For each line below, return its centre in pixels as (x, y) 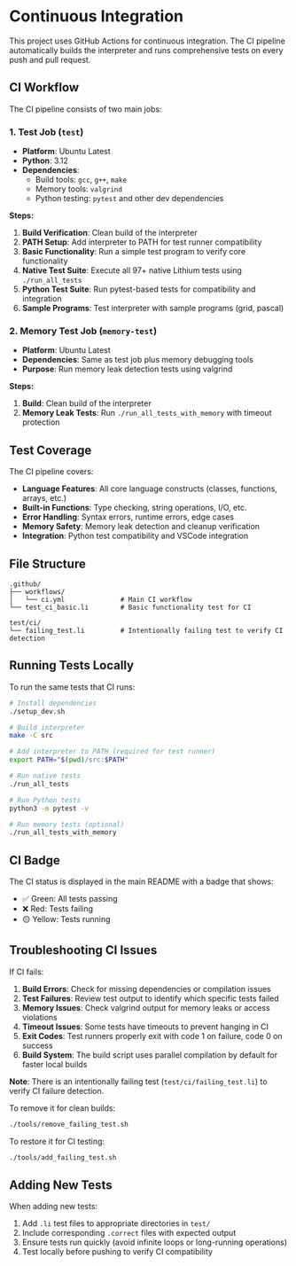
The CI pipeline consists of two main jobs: (86, 109)
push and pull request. (50, 59)
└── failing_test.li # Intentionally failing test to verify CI (146, 630)
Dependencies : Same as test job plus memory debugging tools (138, 360)
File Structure (47, 563)
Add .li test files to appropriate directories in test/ (116, 1223)
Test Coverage (51, 450)
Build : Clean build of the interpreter (87, 403)
